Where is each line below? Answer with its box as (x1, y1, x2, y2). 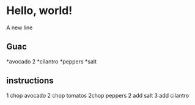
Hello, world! (6, 4, 73, 18)
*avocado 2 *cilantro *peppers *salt (6, 57, 97, 65)
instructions (6, 76, 54, 86)
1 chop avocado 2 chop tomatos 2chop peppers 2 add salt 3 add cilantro (6, 92, 189, 99)
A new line (6, 24, 33, 31)
